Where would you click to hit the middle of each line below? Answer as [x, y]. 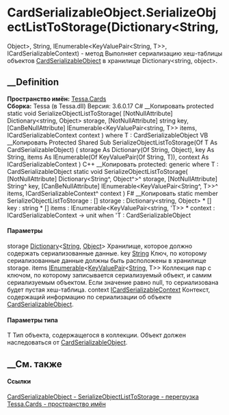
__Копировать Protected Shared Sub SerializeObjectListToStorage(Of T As [112, 142]
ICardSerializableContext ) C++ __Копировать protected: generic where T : [113, 164]
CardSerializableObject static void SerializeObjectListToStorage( [97, 171]
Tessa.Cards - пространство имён [56, 404]
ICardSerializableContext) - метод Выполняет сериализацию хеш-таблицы [115, 53]
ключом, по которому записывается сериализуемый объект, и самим [109, 275]
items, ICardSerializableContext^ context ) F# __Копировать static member [113, 193]
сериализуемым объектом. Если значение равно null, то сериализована [113, 282]
